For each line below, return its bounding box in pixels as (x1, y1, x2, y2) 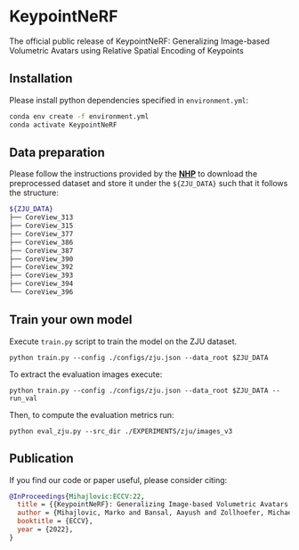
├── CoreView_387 (9, 246, 74, 255)
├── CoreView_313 (9, 213, 74, 222)
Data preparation (9, 144, 105, 160)
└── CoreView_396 (9, 288, 74, 297)
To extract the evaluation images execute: (9, 368, 163, 380)
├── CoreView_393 (9, 271, 74, 280)
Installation (9, 71, 73, 86)
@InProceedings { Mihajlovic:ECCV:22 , (9, 492, 145, 501)
